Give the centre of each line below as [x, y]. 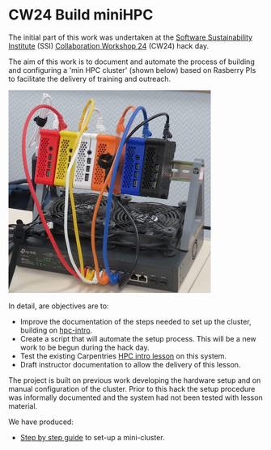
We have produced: [41, 422]
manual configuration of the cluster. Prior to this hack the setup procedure [132, 388]
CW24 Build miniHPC [81, 15]
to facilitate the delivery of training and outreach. [90, 79]
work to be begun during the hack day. [85, 347]
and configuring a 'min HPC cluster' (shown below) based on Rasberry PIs [132, 70]
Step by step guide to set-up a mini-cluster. [92, 437]
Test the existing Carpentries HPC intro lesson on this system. [123, 356]
